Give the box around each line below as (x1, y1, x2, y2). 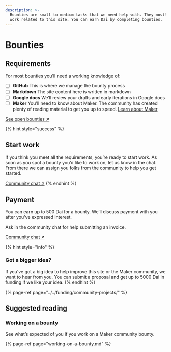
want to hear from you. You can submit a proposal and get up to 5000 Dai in (5, 274, 164, 280)
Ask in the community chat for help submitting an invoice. (5, 224, 126, 230)
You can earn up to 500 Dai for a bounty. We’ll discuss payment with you (5, 209, 158, 215)
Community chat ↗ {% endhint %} (5, 180, 77, 187)
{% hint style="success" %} (5, 126, 65, 132)
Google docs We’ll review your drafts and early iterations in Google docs (12, 94, 165, 100)
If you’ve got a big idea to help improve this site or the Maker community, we (5, 268, 166, 274)
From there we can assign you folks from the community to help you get (5, 165, 156, 171)
